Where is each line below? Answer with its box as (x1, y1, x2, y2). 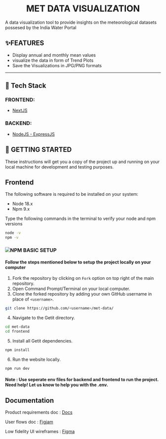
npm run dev (5, 366, 30, 371)
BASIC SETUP (23, 247, 57, 254)
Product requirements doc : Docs (5, 409, 73, 415)
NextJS (12, 107, 28, 114)
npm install (5, 347, 30, 352)
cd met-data (5, 324, 30, 329)
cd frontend (5, 329, 30, 334)
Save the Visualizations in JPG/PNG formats (12, 62, 102, 68)
